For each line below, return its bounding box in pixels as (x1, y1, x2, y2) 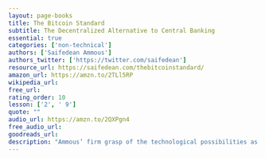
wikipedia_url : (8, 78, 59, 86)
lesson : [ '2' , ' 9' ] (8, 101, 77, 109)
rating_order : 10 (8, 93, 66, 101)
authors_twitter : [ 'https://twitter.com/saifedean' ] (8, 57, 187, 65)
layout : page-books (8, 11, 73, 20)
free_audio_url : (8, 123, 62, 131)
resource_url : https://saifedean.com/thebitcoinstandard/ (8, 64, 205, 72)
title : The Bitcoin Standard (8, 19, 105, 27)
